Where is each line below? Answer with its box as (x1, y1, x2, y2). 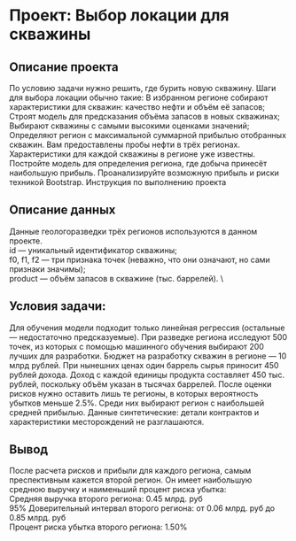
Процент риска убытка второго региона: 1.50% (9, 522, 188, 532)
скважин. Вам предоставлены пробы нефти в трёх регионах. (9, 139, 241, 150)
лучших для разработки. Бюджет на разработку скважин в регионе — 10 (9, 351, 287, 361)
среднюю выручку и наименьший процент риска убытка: (9, 484, 227, 495)
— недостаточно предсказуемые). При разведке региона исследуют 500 (9, 331, 288, 342)
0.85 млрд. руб (9, 513, 66, 523)
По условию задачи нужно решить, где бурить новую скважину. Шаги (9, 83, 277, 93)
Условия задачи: (9, 298, 106, 314)
